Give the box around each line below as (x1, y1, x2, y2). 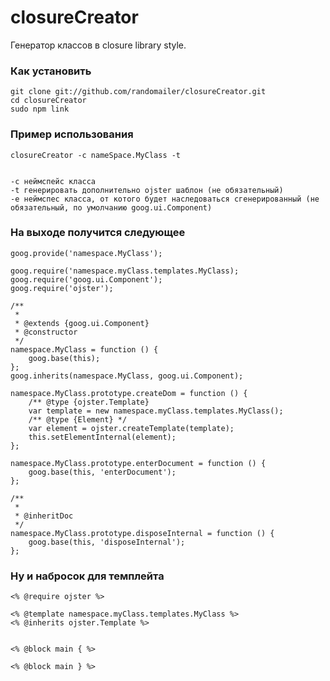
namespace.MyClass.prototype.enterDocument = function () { (10, 458, 267, 468)
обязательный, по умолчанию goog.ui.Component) (10, 202, 213, 213)
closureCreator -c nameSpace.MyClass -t (10, 150, 182, 160)
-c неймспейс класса (10, 176, 97, 186)
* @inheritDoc (14, 511, 74, 521)
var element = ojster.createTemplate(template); (28, 423, 235, 433)
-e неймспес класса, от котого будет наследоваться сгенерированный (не (10, 194, 320, 204)
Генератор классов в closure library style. (10, 39, 187, 51)
